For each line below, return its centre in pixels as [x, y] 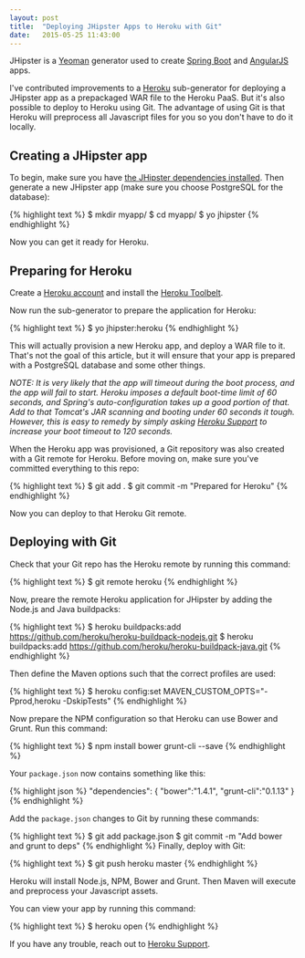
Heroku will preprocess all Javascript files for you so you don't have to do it [152, 117]
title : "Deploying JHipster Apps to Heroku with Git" [116, 26]
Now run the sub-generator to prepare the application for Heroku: [133, 310]
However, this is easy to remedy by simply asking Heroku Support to [138, 422]
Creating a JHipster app [79, 156]
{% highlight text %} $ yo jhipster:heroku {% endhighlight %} [124, 328]
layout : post [34, 18]
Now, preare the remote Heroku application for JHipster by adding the [141, 599]
